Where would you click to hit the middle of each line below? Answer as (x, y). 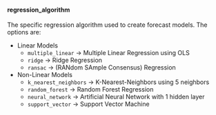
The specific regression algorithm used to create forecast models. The (108, 25)
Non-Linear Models (45, 75)
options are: (24, 32)
